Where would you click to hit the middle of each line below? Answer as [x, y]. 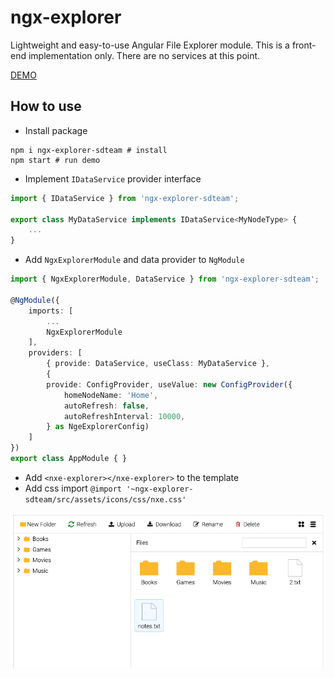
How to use [46, 106]
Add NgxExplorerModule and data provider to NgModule [134, 260]
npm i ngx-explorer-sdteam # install [89, 150]
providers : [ [55, 353]
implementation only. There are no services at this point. [144, 55]
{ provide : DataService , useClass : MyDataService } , [158, 364]
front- [304, 45]
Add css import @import [73, 488]
